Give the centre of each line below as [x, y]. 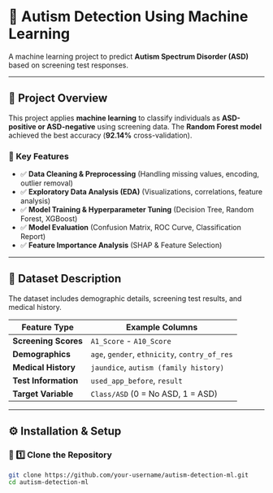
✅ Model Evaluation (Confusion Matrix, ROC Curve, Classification [130, 228]
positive [22, 126]
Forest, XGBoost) [49, 219]
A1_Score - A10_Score [131, 341]
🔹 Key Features [39, 156]
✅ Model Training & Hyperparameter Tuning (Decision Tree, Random [137, 210]
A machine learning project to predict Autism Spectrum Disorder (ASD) [129, 56]
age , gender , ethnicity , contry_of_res [162, 354]
